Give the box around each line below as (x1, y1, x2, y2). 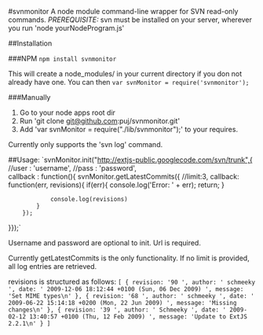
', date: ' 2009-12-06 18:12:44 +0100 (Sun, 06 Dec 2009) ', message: (8, 285, 244, 293)
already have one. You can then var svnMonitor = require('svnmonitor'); (8, 78, 250, 87)
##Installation (8, 39, 53, 48)
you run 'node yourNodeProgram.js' (8, 24, 125, 32)
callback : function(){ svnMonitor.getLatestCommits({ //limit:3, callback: (8, 172, 239, 181)
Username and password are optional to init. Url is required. (8, 238, 202, 247)
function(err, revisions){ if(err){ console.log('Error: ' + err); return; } (8, 180, 225, 190)
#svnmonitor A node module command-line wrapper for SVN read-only (8, 7, 239, 16)
